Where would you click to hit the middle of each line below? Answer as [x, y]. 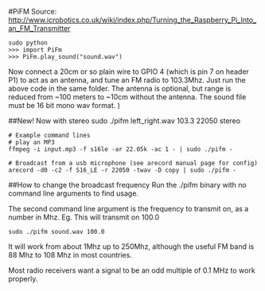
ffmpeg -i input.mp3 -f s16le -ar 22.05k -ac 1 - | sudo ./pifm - [121, 149]
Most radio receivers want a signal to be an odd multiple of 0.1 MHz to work [132, 270]
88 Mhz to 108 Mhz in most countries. [70, 255]
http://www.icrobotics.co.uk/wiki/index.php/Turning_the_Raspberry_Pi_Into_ [132, 20]
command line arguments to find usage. [74, 193]
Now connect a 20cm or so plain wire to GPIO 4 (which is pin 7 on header [129, 72]
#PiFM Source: [33, 12]
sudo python [28, 43]
